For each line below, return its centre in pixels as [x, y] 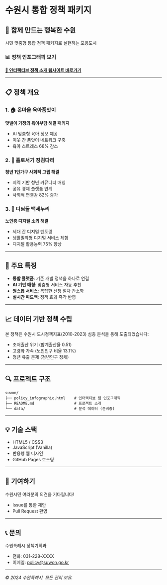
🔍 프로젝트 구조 [28, 379]
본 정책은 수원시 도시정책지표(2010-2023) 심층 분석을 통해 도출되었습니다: [77, 334]
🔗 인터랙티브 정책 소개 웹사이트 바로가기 [43, 71]
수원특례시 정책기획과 [26, 546]
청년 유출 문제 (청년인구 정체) [41, 357]
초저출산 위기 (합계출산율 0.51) [42, 345]
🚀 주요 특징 [21, 266]
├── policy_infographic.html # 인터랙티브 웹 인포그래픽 [63, 398]
